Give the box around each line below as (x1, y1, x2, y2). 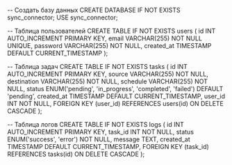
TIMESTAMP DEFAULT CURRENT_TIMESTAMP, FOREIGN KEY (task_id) (7, 143, 210, 150)
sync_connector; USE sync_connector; (7, 13, 118, 22)
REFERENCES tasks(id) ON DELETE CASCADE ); (7, 150, 145, 158)
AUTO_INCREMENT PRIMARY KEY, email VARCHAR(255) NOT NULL (7, 34, 203, 42)
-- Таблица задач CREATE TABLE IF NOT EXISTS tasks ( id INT (7, 63, 188, 70)
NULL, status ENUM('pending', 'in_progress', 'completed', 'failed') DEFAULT (7, 85, 224, 93)
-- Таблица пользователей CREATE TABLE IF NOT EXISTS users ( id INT (7, 27, 216, 35)
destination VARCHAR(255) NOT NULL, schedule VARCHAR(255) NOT (7, 77, 208, 86)
